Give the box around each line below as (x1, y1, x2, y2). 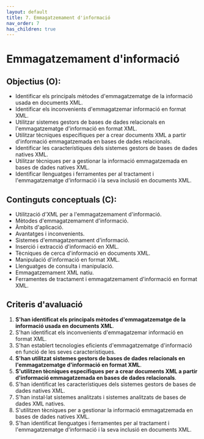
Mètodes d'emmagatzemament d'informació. (15, 217, 129, 224)
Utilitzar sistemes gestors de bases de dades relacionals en (15, 118, 166, 126)
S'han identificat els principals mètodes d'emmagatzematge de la (15, 315, 186, 323)
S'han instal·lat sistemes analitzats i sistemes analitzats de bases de (15, 393, 186, 401)
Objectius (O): (6, 76, 61, 87)
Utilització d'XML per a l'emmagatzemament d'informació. (15, 211, 162, 218)
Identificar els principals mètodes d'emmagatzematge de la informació (15, 93, 194, 100)
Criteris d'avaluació (6, 299, 83, 310)
